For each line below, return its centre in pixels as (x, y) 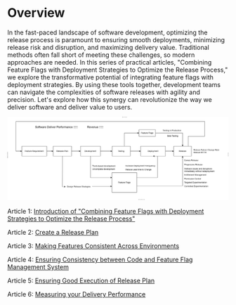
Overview (36, 13)
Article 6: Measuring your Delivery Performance (77, 294)
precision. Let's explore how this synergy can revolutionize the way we (110, 99)
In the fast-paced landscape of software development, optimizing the (107, 32)
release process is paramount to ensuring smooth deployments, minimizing (116, 39)
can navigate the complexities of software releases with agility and (104, 92)
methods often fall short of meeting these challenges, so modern (101, 55)
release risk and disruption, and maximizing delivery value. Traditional (108, 47)
